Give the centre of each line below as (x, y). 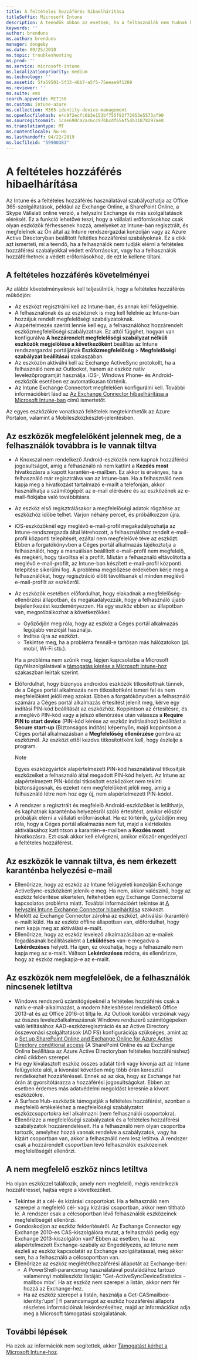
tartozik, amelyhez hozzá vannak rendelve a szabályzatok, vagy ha (96, 1132)
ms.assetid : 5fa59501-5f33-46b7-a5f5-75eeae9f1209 (69, 83)
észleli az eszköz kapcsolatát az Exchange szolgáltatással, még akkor (99, 1251)
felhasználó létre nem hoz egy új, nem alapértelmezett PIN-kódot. (94, 794)
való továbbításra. (69, 497)
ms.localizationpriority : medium (47, 72)
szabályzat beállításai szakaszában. (59, 356)
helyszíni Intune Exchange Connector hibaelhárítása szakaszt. (89, 909)
